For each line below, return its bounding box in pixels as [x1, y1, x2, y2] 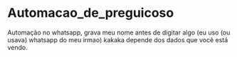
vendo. [7, 43, 28, 51]
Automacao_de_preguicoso [7, 5, 174, 21]
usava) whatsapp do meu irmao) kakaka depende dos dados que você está [7, 35, 228, 44]
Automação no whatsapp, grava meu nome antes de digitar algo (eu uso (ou [7, 28, 231, 37]
